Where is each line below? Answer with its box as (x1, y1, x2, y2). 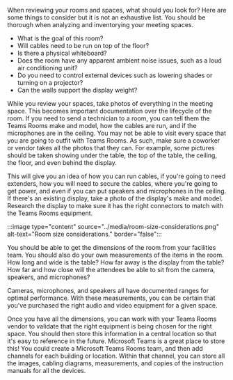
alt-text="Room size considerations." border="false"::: (7, 230, 162, 238)
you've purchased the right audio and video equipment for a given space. (7, 301, 218, 309)
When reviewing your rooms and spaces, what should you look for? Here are (7, 6, 227, 14)
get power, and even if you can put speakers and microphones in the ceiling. (7, 187, 227, 195)
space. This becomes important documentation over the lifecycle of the (7, 107, 212, 115)
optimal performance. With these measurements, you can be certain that (7, 294, 216, 302)
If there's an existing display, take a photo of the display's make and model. (7, 194, 223, 203)
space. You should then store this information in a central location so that (7, 330, 217, 338)
